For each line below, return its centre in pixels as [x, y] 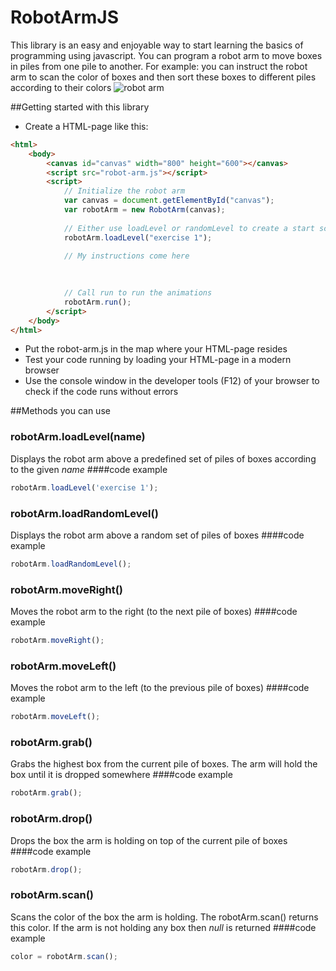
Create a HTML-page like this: [86, 126]
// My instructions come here [126, 256]
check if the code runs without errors [101, 392]
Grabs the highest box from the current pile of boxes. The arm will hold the [164, 764]
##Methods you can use [60, 411]
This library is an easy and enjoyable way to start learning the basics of [157, 45]
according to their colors [61, 87]
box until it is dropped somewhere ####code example [121, 775]
